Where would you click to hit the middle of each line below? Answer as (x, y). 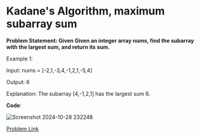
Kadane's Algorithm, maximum (86, 11)
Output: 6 (18, 82)
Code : (14, 105)
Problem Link (23, 128)
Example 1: (20, 58)
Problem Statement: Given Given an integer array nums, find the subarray (100, 40)
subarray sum (42, 24)
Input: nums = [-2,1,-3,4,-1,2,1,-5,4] (49, 70)
